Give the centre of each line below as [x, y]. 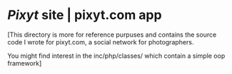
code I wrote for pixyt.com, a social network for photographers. [101, 42]
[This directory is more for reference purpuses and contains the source [112, 35]
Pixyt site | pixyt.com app [85, 15]
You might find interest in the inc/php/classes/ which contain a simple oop [116, 56]
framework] [25, 63]
